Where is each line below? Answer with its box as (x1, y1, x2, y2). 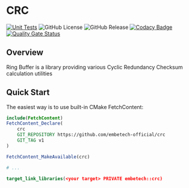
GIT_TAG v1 (17, 137, 45, 143)
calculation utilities (6, 70, 53, 77)
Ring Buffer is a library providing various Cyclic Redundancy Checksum (6, 63, 184, 70)
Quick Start (6, 87, 50, 98)
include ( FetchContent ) (6, 115, 63, 121)
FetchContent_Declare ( (6, 121, 63, 127)
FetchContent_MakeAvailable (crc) (6, 154, 90, 160)
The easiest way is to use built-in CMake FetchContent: (6, 103, 143, 110)
